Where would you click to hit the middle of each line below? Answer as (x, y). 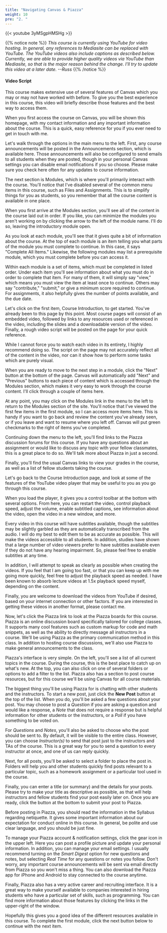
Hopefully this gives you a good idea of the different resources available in (82, 915)
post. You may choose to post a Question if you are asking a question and (81, 704)
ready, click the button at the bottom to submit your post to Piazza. (74, 802)
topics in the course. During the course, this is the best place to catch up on (83, 663)
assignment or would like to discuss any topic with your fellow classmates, (82, 448)
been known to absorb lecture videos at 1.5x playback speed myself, (76, 581)
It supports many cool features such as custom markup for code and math (82, 626)
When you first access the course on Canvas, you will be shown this (75, 117)
